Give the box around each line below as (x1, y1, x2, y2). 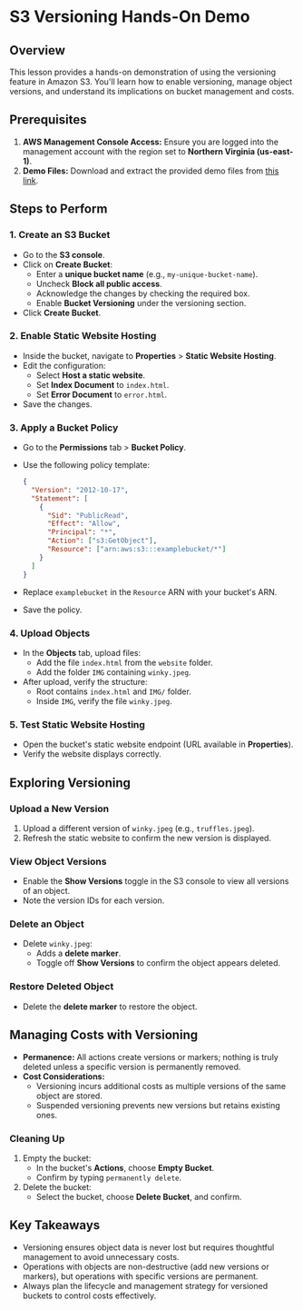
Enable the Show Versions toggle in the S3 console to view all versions (22, 876, 289, 887)
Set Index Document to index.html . (35, 379, 170, 390)
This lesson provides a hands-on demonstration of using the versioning (9, 66, 277, 77)
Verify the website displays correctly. (22, 749, 161, 759)
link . (22, 174, 39, 185)
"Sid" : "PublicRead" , (46, 511, 129, 520)
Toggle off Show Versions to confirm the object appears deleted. (35, 958, 281, 968)
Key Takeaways (9, 1217, 101, 1233)
